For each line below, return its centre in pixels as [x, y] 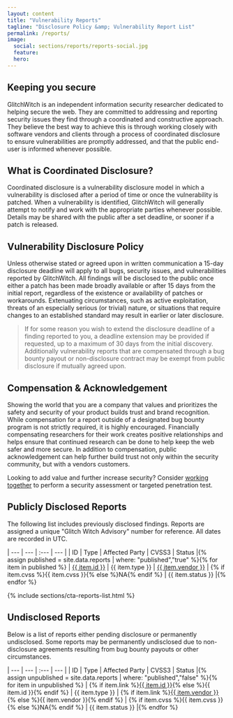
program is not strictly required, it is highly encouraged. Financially [103, 427]
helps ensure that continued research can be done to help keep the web [111, 442]
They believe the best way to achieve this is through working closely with [112, 126]
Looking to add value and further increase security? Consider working [108, 478]
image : [17, 40]
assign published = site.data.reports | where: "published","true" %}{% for [113, 559]
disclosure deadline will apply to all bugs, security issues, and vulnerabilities [117, 271]
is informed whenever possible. [67, 149]
